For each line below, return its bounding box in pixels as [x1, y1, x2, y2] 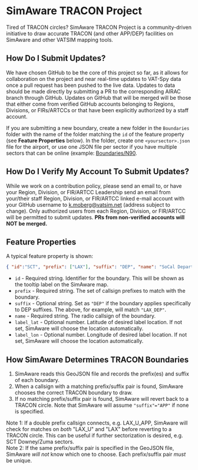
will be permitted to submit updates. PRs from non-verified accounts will [6, 214, 184, 221]
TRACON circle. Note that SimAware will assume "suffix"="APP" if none [14, 402, 189, 409]
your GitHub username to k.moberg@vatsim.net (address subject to [6, 201, 171, 208]
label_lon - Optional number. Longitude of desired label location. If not [14, 331, 187, 338]
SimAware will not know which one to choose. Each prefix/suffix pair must [6, 451, 186, 458]
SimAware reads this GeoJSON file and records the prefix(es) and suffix [14, 370, 190, 377]
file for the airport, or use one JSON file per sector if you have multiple [6, 143, 177, 150]
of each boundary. [14, 377, 60, 384]
